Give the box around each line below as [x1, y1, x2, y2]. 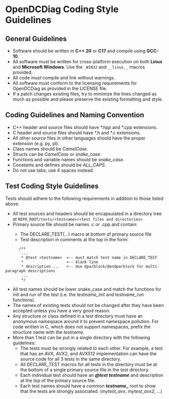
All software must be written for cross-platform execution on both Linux [12, 59, 163, 64]
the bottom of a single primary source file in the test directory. [20, 367, 150, 373]
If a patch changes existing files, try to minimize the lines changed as [12, 91, 157, 97]
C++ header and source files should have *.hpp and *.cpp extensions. [12, 124, 158, 130]
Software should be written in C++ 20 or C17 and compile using [12, 48, 146, 54]
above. [5, 201, 20, 207]
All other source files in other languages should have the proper [12, 135, 146, 141]
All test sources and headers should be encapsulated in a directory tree [12, 210, 162, 216]
